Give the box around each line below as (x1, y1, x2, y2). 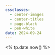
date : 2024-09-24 (5, 30, 42, 35)
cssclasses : (5, 7, 30, 12)
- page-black (10, 21, 37, 26)
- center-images (10, 12, 44, 17)
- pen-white (10, 26, 35, 31)
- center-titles (10, 16, 44, 21)
